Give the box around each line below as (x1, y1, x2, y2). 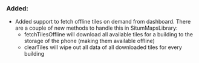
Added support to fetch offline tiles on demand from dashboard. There (15, 18, 191, 25)
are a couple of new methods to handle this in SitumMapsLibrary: (15, 24, 178, 31)
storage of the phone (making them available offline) (24, 38, 155, 45)
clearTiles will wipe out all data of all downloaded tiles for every (24, 44, 183, 51)
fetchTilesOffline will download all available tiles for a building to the (24, 31, 194, 38)
